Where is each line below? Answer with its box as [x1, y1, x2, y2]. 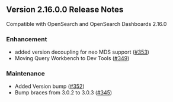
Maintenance [6, 70, 46, 78]
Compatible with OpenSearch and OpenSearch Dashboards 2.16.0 [6, 20, 167, 27]
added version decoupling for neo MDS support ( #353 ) [14, 48, 150, 55]
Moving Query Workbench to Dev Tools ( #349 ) [14, 55, 130, 62]
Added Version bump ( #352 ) [14, 83, 85, 90]
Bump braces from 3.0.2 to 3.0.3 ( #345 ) [14, 89, 113, 96]
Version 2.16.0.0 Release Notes [6, 5, 124, 15]
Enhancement [6, 35, 47, 43]
